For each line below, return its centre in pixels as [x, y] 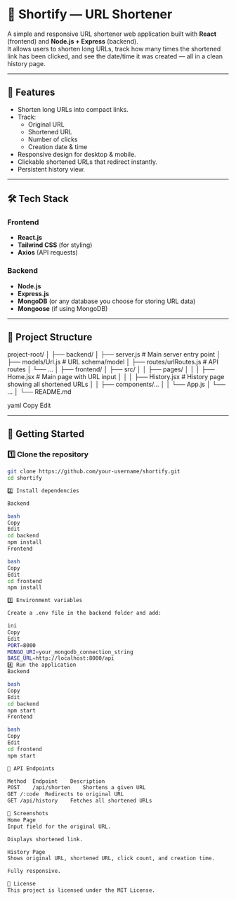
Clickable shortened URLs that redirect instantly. [87, 162]
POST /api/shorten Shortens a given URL [77, 788]
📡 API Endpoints [31, 768]
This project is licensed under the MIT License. [81, 890]
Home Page [22, 820]
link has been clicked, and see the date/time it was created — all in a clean [115, 56]
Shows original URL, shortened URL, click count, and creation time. [111, 858]
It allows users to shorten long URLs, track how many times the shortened [114, 49]
